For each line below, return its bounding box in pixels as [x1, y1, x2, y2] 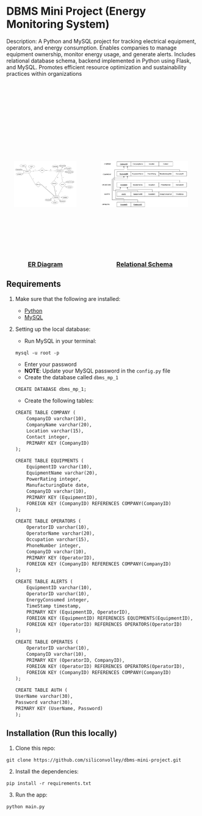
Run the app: [15, 791, 48, 798]
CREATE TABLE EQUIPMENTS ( [15, 458, 84, 464]
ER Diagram [27, 260, 63, 269]
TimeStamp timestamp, [26, 603, 81, 609]
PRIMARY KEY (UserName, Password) [15, 705, 103, 711]
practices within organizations [6, 70, 82, 77]
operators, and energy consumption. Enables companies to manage [6, 44, 177, 51]
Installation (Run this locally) [6, 728, 118, 738]
